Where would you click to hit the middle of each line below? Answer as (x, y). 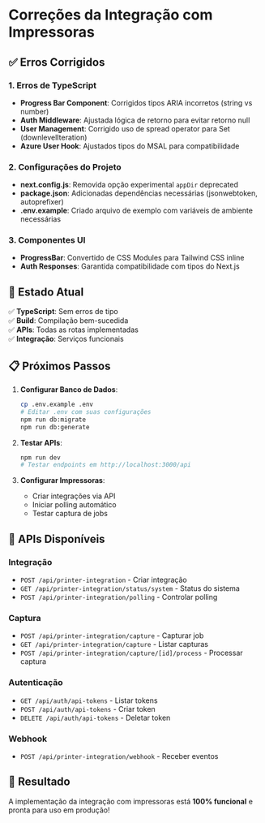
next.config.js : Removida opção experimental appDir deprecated (129, 185)
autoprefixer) (42, 202)
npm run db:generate (55, 427)
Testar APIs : (41, 442)
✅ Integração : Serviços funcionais (66, 339)
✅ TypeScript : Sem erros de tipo (64, 312)
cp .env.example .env (56, 405)
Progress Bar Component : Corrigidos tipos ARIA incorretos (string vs (136, 102)
